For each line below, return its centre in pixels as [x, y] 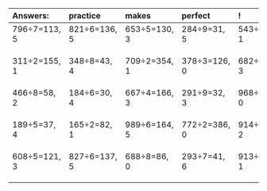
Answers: [31, 16]
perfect [196, 16]
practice [85, 16]
